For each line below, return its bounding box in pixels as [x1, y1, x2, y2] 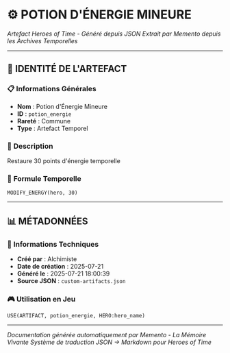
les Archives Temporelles [7, 36, 78, 45]
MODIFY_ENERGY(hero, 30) [7, 189, 78, 197]
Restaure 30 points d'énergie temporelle [7, 156, 121, 165]
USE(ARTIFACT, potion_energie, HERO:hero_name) [7, 313, 146, 319]
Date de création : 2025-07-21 [16, 262, 104, 270]
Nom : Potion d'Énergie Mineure [16, 102, 108, 110]
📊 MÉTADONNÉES [7, 215, 88, 227]
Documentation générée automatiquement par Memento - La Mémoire [7, 331, 207, 339]
